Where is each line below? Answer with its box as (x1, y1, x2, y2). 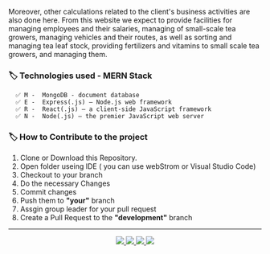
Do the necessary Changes (19, 178, 111, 188)
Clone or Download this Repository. (19, 153, 137, 162)
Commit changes (19, 186, 77, 196)
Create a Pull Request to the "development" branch (19, 212, 193, 222)
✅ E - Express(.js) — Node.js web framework (15, 98, 173, 107)
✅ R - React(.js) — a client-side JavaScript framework (15, 105, 211, 113)
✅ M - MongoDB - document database (15, 92, 140, 100)
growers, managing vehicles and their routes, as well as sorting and (8, 32, 232, 42)
